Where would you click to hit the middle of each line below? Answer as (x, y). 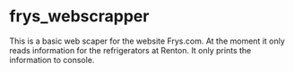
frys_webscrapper (79, 16)
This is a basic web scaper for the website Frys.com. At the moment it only (147, 41)
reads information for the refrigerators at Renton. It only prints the (130, 50)
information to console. (52, 60)
